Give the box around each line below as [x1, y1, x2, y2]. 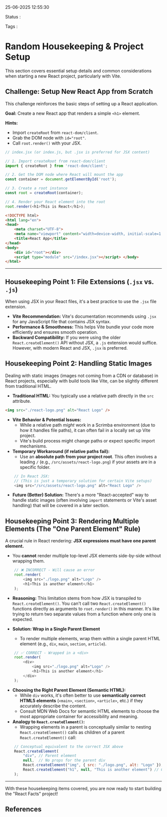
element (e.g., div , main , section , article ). [19, 641, 107, 647]
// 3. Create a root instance [5, 186, 68, 191]
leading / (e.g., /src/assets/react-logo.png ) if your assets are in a [19, 459, 156, 465]
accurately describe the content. [19, 703, 87, 709]
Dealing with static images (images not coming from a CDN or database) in [5, 372, 159, 378]
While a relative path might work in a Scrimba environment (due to [19, 422, 156, 428]
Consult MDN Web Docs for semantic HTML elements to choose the [19, 708, 160, 714]
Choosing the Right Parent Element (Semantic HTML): [12, 687, 126, 693]
